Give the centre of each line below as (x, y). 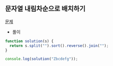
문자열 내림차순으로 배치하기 (45, 9)
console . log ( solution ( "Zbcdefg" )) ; (42, 59)
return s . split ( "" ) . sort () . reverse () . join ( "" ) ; (59, 45)
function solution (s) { (29, 41)
